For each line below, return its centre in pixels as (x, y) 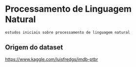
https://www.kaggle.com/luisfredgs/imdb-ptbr (52, 59)
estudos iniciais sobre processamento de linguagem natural (68, 32)
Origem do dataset (34, 47)
